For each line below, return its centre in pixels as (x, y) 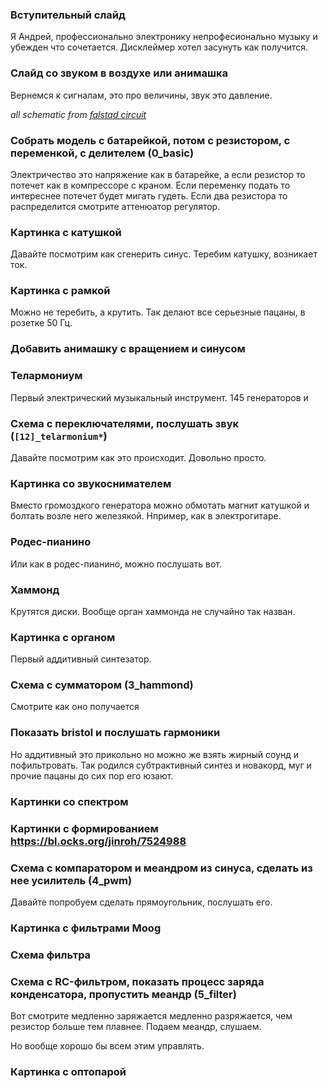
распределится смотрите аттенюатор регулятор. (115, 206)
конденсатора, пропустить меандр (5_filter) (123, 994)
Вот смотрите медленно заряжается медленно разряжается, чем (151, 1016)
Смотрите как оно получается (75, 707)
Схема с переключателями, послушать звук (125, 423)
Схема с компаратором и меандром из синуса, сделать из (161, 868)
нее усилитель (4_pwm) (71, 880)
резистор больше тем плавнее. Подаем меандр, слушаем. (136, 1027)
